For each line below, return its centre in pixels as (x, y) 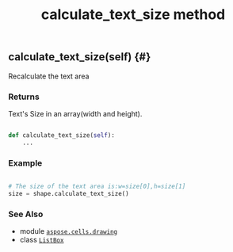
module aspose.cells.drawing (68, 231)
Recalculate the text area (49, 76)
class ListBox (42, 240)
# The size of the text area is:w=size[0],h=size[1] (97, 186)
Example (25, 162)
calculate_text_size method (133, 15)
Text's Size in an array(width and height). (75, 113)
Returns (24, 97)
